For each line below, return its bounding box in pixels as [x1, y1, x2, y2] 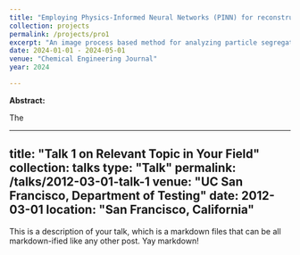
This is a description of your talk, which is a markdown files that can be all [9, 226, 281, 236]
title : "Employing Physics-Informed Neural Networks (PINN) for [9, 12, 254, 22]
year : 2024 [9, 63, 50, 72]
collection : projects [9, 21, 90, 30]
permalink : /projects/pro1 [9, 29, 110, 38]
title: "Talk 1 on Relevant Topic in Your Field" [9, 146, 261, 161]
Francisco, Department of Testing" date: [9, 188, 239, 203]
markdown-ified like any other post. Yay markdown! [9, 235, 199, 246]
